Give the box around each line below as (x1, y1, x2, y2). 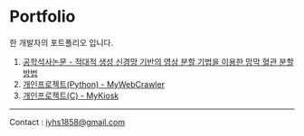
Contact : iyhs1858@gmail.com (9, 116, 125, 127)
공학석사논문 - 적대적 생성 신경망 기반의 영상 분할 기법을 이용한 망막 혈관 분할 (22, 56, 294, 67)
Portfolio (9, 6, 76, 27)
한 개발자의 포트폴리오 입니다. (9, 37, 114, 48)
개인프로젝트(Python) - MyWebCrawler (22, 78, 166, 89)
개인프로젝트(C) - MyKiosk (22, 90, 119, 101)
